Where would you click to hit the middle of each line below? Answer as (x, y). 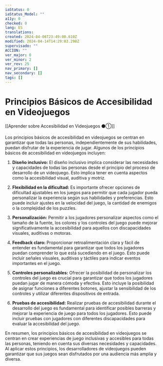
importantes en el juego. (36, 263)
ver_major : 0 (18, 55)
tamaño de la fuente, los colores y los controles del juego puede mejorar (85, 223)
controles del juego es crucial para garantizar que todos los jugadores (82, 278)
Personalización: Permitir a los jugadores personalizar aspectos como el (85, 217)
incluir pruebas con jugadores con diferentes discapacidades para (79, 318)
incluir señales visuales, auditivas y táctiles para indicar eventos (76, 258)
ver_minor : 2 (18, 60)
